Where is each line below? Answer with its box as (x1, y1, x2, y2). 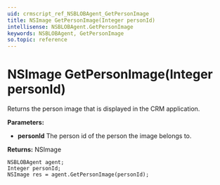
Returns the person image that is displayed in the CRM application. (7, 104, 200, 113)
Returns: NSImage (7, 145, 62, 154)
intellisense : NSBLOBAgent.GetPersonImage (7, 23, 134, 30)
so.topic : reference (7, 36, 68, 43)
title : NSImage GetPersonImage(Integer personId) (7, 17, 156, 24)
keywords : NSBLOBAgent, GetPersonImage (7, 29, 124, 37)
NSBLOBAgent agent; (7, 159, 65, 166)
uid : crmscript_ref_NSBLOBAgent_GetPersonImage (7, 10, 150, 18)
